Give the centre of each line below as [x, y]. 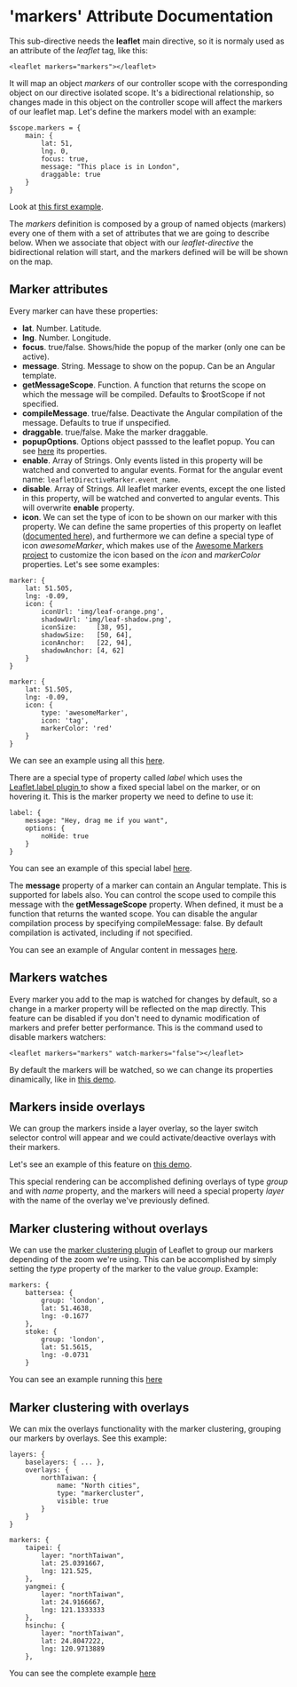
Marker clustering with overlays [99, 1407]
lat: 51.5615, [67, 1347]
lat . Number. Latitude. [62, 328]
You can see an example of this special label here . [101, 867]
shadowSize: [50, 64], [87, 635]
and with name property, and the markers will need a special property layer [147, 1191]
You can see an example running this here [86, 1379]
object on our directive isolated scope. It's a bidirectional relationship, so [142, 92]
